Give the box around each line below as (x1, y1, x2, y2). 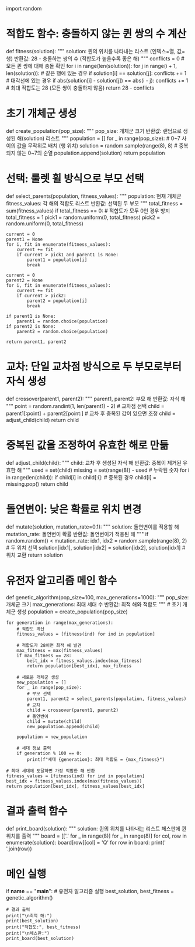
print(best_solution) (6, 918, 59, 924)
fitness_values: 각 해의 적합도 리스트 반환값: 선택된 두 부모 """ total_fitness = (6, 200, 183, 207)
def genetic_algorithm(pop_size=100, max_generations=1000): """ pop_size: (6, 593, 189, 601)
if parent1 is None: (6, 313, 57, 319)
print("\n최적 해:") (6, 913, 53, 919)
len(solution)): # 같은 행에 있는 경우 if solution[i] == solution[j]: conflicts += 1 (6, 70, 187, 77)
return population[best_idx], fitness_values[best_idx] (6, 783, 145, 789)
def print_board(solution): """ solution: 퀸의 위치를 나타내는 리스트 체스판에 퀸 (6, 825, 187, 832)
